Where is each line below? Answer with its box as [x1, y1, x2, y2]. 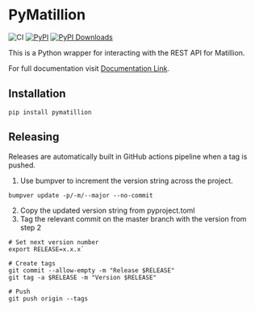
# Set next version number [8, 238, 99, 247]
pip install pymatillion [8, 108, 92, 116]
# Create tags [8, 259, 56, 267]
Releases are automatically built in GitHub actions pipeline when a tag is [8, 151, 248, 161]
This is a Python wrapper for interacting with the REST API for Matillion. [8, 48, 245, 57]
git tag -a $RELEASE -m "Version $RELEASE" [8, 273, 157, 281]
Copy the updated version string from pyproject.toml [19, 205, 195, 215]
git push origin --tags [8, 294, 89, 303]
